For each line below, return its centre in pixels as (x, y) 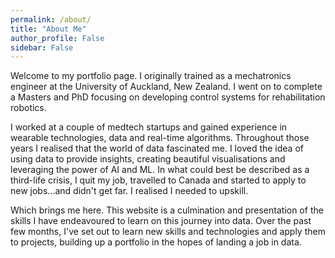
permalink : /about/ (51, 19)
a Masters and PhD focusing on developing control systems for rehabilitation (168, 97)
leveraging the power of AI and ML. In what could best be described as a (160, 170)
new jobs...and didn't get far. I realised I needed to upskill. (129, 191)
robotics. (28, 108)
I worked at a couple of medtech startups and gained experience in (149, 127)
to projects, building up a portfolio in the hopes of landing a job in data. (156, 242)
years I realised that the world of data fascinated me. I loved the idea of (157, 148)
